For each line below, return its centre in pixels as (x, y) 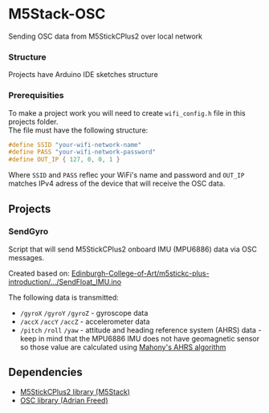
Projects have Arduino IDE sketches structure (83, 75)
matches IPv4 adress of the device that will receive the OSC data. (117, 184)
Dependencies (45, 372)
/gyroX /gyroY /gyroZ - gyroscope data (84, 313)
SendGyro (29, 231)
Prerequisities (36, 96)
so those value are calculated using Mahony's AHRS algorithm (123, 347)
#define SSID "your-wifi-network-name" (75, 145)
